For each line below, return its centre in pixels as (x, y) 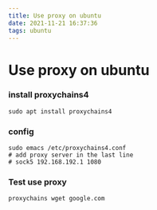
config (21, 131)
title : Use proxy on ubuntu (55, 16)
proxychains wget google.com (57, 199)
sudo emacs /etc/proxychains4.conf (67, 149)
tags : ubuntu (30, 30)
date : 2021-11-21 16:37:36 (53, 23)
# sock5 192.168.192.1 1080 (55, 162)
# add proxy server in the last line (71, 155)
